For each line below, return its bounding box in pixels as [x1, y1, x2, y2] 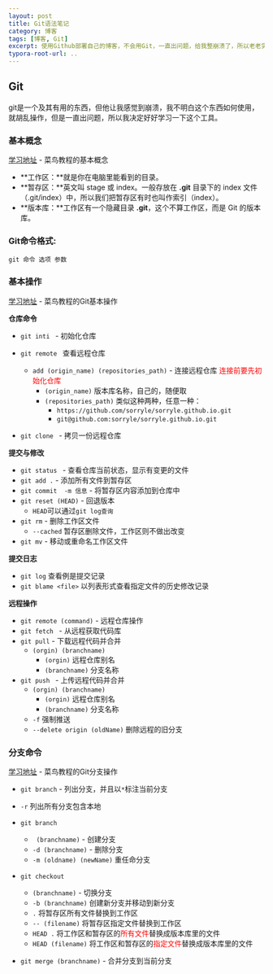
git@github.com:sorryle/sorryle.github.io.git [56, 415, 218, 423]
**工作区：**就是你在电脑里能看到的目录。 [19, 173, 163, 182]
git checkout [19, 872, 65, 880]
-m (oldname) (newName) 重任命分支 [32, 855, 151, 864]
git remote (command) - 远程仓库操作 [19, 615, 144, 625]
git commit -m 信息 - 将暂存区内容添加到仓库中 [19, 485, 180, 495]
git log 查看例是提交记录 [19, 570, 106, 580]
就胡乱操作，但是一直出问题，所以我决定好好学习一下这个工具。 [8, 112, 222, 122]
